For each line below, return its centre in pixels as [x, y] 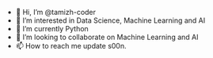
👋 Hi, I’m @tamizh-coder [56, 12]
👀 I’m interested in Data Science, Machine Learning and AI [110, 20]
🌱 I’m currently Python [52, 29]
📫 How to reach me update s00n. [71, 46]
